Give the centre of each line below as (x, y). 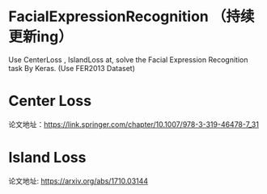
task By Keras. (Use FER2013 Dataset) (72, 68)
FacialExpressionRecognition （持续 (131, 17)
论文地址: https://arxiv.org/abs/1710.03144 (78, 181)
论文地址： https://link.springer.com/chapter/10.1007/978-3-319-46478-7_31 (133, 124)
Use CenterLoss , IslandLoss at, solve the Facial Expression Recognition (128, 59)
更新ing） (40, 37)
